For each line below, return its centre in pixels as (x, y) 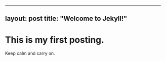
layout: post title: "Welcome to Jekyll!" (66, 18)
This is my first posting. (55, 40)
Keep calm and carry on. (30, 53)
